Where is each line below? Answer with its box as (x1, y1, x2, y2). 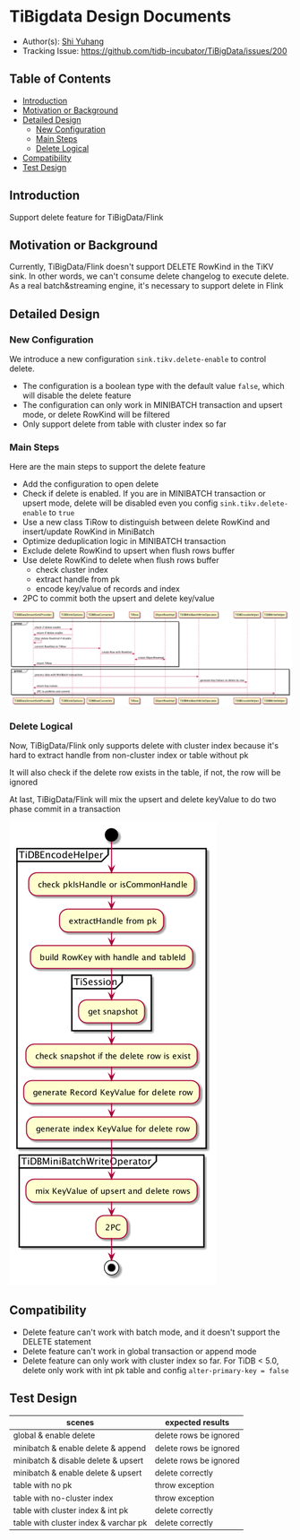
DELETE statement (21, 1336, 91, 1346)
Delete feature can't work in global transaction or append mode (21, 1345, 257, 1356)
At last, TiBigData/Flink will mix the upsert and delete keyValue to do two (9, 793, 277, 804)
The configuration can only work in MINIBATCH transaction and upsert (21, 400, 283, 411)
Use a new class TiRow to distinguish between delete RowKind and (21, 517, 270, 528)
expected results (165, 1417, 230, 1428)
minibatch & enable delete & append (13, 1442, 146, 1453)
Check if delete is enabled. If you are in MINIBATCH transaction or (21, 489, 266, 499)
